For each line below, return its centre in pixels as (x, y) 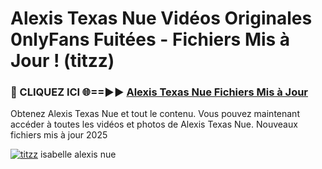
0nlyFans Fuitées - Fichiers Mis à (150, 39)
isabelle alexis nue (78, 154)
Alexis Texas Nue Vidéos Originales (161, 18)
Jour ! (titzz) (62, 61)
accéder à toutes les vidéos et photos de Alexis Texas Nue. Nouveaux (154, 124)
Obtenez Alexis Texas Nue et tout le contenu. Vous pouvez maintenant (155, 114)
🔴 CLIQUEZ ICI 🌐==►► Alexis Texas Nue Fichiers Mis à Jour (159, 92)
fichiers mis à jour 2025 (59, 135)
